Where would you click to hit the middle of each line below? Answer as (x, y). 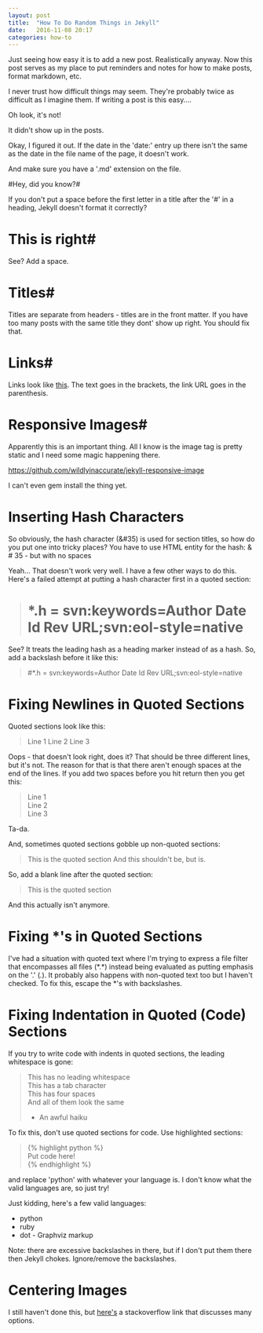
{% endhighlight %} (59, 1164)
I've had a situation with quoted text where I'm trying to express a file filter (128, 958)
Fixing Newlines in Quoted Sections (126, 705)
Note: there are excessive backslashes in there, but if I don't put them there (130, 1250)
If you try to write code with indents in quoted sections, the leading (117, 1054)
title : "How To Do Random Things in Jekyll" (84, 23)
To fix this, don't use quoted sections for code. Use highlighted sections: (126, 1132)
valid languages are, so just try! (59, 1188)
